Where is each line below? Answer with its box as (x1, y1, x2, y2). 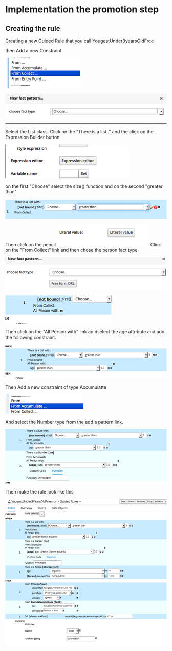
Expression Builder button (5, 134, 60, 141)
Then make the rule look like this (5, 489, 74, 495)
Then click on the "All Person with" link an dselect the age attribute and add (5, 329, 165, 335)
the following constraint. (5, 334, 56, 341)
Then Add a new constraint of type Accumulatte (5, 384, 106, 390)
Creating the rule (5, 24, 60, 33)
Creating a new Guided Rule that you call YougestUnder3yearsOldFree (5, 37, 154, 44)
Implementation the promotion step (5, 4, 159, 15)
